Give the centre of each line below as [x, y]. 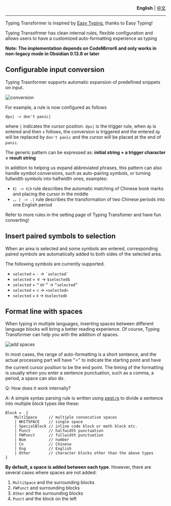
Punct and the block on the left [45, 499]
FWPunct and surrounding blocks [46, 488]
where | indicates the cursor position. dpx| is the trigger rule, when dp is [81, 126]
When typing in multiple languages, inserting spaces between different [79, 324]
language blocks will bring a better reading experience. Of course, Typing [82, 329]
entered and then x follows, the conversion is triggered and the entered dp [83, 131]
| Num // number [42, 440]
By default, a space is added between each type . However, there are [78, 467]
